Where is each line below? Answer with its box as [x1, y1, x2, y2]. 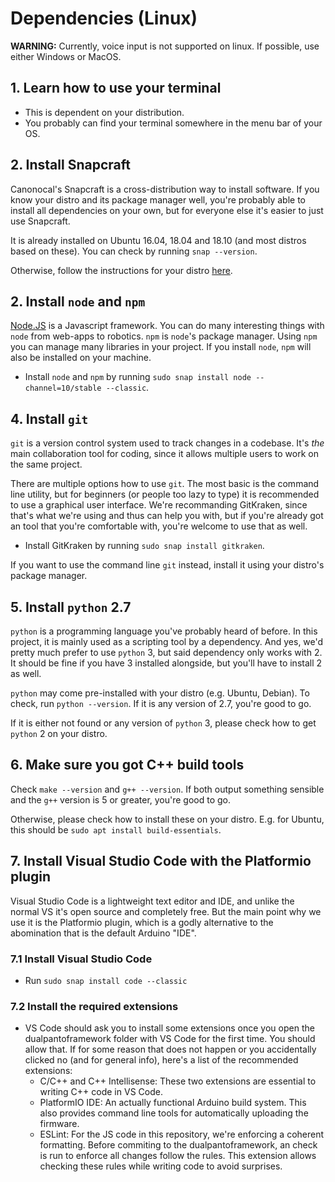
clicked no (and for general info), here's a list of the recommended [24, 1054, 299, 1066]
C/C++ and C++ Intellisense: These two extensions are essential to [39, 1075, 317, 1087]
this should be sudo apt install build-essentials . [10, 823, 222, 836]
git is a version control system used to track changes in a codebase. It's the [10, 437, 325, 449]
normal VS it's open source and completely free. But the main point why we [10, 905, 322, 917]
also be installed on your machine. [10, 352, 152, 364]
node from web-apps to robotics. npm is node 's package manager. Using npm [10, 330, 318, 342]
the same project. [10, 458, 83, 471]
